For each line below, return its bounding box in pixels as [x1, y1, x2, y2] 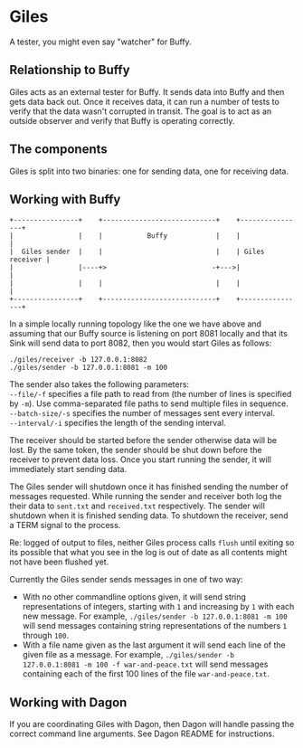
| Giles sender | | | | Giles [9, 247, 265, 257]
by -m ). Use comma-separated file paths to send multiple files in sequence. [9, 398, 289, 409]
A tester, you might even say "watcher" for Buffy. [9, 36, 192, 47]
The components [9, 142, 109, 157]
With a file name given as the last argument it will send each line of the [22, 639, 287, 650]
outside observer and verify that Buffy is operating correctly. [9, 115, 235, 126]
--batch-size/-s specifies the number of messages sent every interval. [9, 408, 276, 419]
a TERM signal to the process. [9, 520, 121, 531]
